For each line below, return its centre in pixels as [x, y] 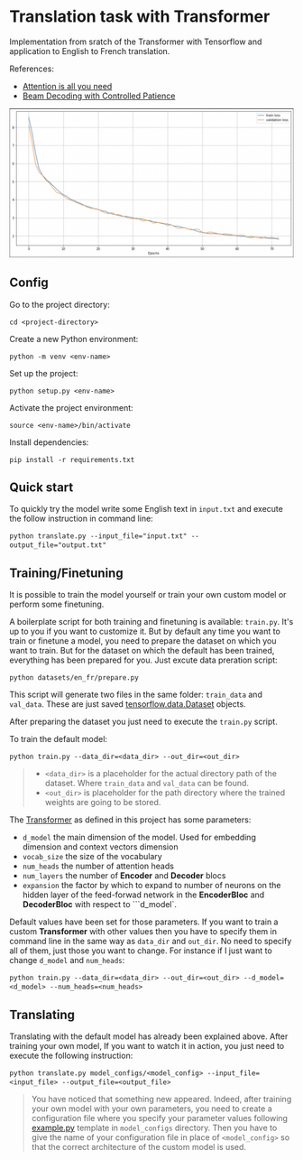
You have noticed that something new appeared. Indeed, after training [161, 1099]
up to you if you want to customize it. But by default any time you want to [145, 631]
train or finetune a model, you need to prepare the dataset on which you [143, 641]
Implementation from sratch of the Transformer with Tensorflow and [136, 42]
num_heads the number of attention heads [98, 866]
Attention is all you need [67, 86]
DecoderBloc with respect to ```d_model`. [100, 905]
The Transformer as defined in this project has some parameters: [130, 820]
